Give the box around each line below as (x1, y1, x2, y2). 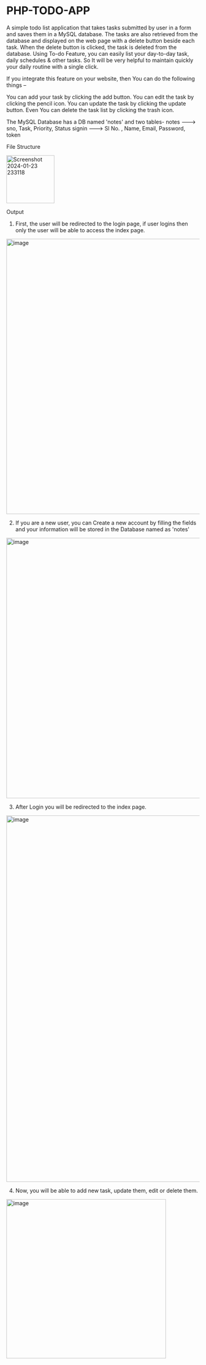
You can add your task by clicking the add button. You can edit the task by (6, 93, 194, 100)
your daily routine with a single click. (6, 62, 99, 70)
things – (6, 81, 26, 89)
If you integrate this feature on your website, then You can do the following (6, 75, 195, 82)
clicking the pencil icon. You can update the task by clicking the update (6, 99, 186, 107)
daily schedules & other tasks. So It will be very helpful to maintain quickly (6, 56, 194, 64)
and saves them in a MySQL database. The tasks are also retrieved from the (6, 30, 198, 37)
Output (6, 208, 24, 215)
